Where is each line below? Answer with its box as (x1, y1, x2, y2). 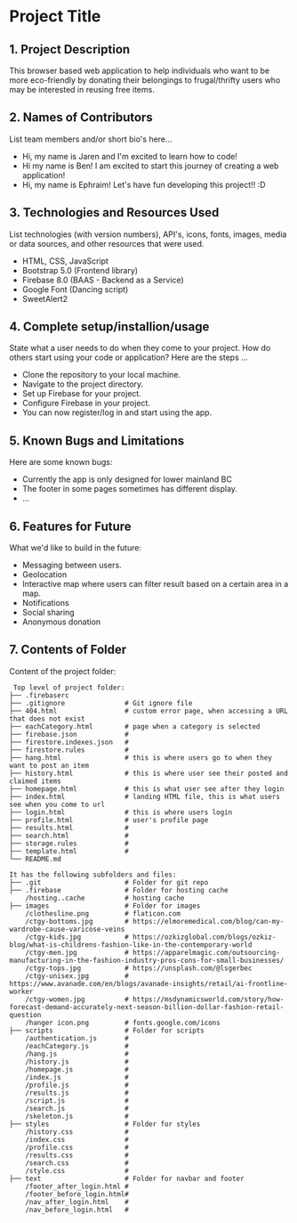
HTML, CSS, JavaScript (21, 256, 109, 266)
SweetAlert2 (21, 293, 68, 304)
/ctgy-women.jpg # (25, 995, 129, 1004)
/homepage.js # (25, 1064, 129, 1074)
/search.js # (25, 1104, 129, 1113)
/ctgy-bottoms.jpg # (25, 917, 129, 925)
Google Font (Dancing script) (21, 283, 129, 295)
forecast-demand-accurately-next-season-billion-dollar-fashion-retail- (9, 1002, 285, 1012)
